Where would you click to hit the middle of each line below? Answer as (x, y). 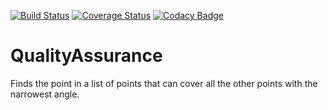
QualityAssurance (86, 56)
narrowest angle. (45, 94)
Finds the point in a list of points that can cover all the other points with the (164, 83)
